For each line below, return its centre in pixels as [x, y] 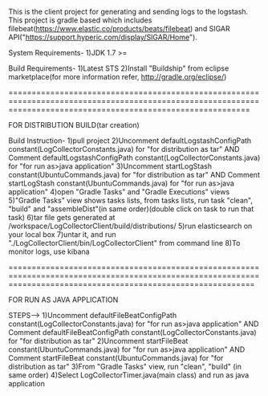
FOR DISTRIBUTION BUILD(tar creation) [74, 125]
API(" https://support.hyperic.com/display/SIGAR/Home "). [103, 37]
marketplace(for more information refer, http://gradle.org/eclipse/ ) [118, 77]
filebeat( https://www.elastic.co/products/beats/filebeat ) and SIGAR [119, 29]
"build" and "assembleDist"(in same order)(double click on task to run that [131, 209]
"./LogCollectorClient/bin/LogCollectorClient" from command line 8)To [124, 243]
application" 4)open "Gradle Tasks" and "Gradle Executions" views [119, 192]
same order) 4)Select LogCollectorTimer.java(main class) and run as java [129, 375]
